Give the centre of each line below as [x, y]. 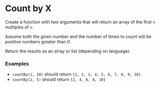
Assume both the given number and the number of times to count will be [78, 36]
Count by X [28, 9]
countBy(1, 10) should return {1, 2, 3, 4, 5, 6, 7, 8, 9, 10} [76, 74]
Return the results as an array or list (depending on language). [68, 51]
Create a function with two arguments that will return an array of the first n [80, 22]
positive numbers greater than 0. [38, 41]
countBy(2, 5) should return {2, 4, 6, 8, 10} [59, 79]
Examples [17, 64]
